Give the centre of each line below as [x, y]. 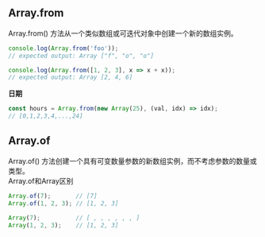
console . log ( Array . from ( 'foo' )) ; [63, 48]
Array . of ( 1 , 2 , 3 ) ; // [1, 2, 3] [63, 203]
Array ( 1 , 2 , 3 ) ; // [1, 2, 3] [63, 225]
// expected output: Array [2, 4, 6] [71, 78]
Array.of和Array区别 [41, 181]
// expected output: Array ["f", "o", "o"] [81, 56]
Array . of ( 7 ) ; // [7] [53, 196]
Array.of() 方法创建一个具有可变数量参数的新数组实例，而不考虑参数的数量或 [133, 161]
